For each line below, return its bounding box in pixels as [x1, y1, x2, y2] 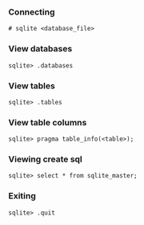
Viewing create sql [8, 153, 82, 165]
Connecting [8, 6, 55, 18]
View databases [8, 43, 73, 55]
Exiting [8, 190, 36, 202]
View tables [8, 80, 56, 91]
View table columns [8, 117, 87, 128]
